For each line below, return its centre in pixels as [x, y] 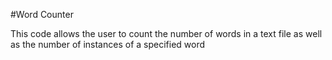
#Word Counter [42, 14]
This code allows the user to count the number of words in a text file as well [166, 33]
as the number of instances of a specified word [108, 44]
